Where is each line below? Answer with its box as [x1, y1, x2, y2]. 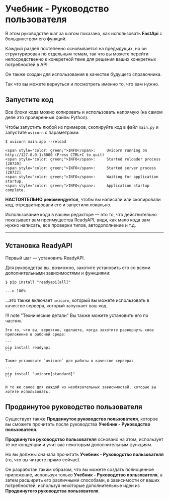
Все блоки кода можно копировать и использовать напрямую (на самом [5, 109, 163, 115]
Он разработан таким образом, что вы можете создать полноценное [5, 466, 154, 473]
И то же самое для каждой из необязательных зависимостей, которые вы [5, 384, 156, 390]
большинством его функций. [5, 36, 67, 42]
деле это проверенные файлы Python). [5, 114, 89, 120]
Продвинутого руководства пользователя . [5, 488, 100, 494]
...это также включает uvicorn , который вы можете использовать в [5, 297, 150, 303]
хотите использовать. [5, 389, 51, 394]
